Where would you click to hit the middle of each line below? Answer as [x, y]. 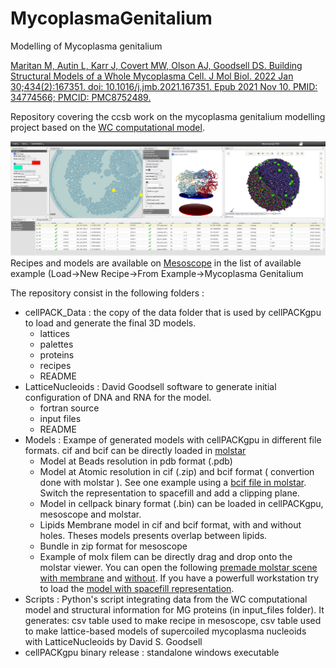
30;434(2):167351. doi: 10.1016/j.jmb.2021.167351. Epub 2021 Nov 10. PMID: [164, 86]
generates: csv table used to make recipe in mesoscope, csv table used [173, 620]
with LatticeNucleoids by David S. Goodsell [113, 641]
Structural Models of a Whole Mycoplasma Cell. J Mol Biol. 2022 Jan [152, 76]
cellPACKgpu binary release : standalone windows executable [152, 652]
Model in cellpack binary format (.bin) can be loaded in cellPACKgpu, [181, 503]
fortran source [69, 408]
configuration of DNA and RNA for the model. [118, 397]
